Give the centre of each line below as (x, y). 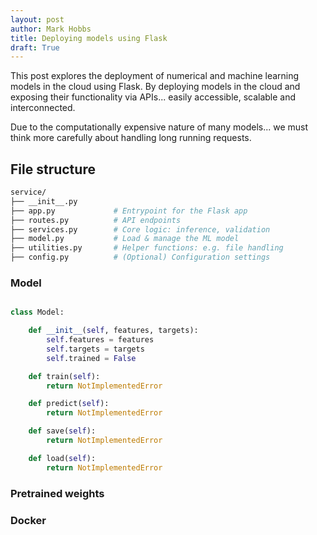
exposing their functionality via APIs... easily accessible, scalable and (153, 97)
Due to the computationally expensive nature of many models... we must (159, 127)
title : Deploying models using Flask (89, 38)
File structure (53, 169)
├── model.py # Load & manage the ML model (125, 239)
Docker (28, 520)
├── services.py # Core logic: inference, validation (140, 229)
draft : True (35, 47)
